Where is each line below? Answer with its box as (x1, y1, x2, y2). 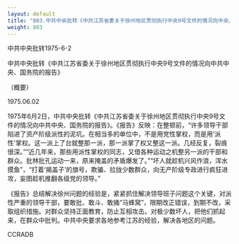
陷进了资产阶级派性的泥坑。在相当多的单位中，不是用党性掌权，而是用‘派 (7, 129, 221, 139)
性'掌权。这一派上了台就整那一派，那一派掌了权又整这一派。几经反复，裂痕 (7, 139, 228, 147)
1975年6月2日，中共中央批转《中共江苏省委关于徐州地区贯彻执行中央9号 (7, 112, 220, 121)
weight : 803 (7, 23, 43, 31)
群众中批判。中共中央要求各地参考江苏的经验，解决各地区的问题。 (26, 216, 219, 225)
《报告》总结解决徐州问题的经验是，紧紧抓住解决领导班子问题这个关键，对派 (7, 189, 232, 198)
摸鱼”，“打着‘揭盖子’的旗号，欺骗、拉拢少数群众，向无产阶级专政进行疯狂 (7, 165, 222, 174)
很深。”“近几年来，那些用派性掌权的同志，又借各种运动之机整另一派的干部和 (7, 147, 228, 157)
